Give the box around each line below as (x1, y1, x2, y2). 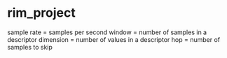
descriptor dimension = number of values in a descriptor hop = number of (7, 35, 221, 43)
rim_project (7, 5, 76, 21)
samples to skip (7, 43, 53, 51)
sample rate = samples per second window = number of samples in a (7, 28, 207, 36)
